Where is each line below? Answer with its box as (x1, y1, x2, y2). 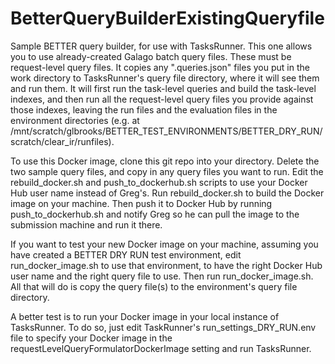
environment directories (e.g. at (10, 114, 140, 126)
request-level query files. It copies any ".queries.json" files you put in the (10, 61, 310, 73)
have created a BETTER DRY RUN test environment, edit (10, 248, 242, 261)
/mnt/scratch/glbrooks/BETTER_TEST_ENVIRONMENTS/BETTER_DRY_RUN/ (10, 125, 323, 137)
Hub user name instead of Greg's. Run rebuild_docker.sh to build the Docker (10, 187, 325, 199)
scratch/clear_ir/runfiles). (10, 135, 115, 147)
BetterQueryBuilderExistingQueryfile (10, 7, 325, 30)
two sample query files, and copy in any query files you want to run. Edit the (10, 165, 324, 177)
